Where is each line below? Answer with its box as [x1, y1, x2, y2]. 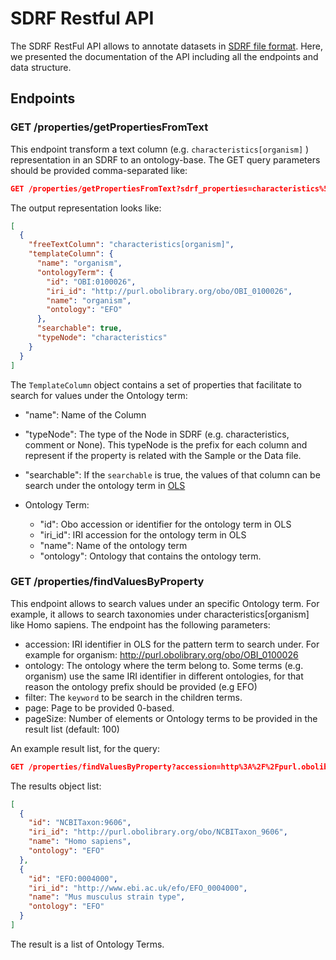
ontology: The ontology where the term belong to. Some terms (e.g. [24, 659, 304, 671]
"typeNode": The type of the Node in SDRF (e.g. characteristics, [24, 428, 290, 440]
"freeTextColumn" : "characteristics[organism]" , [28, 240, 235, 250]
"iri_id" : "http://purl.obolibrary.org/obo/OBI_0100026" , [46, 286, 293, 296]
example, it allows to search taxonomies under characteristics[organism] [10, 608, 310, 620]
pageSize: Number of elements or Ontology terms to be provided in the [24, 712, 318, 724]
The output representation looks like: [10, 202, 162, 214]
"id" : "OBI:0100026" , [46, 277, 137, 287]
